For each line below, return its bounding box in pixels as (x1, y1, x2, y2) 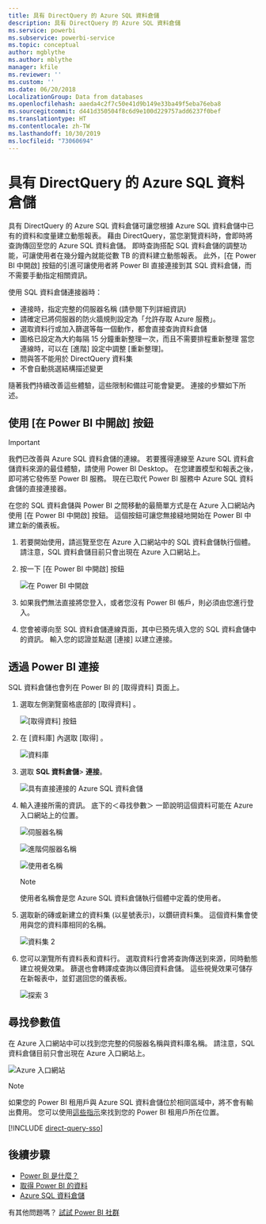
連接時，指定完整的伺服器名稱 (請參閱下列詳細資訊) (19, 305, 187, 314)
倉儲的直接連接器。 (8, 484, 71, 493)
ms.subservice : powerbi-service (8, 33, 115, 42)
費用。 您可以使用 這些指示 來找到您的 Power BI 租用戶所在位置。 (14, 1107, 224, 1117)
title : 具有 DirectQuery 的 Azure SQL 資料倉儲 (8, 11, 160, 20)
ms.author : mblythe (8, 56, 73, 64)
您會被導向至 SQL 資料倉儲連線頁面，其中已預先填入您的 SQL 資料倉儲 (19, 624, 249, 635)
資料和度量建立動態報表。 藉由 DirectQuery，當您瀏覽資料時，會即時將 (21, 231, 253, 240)
